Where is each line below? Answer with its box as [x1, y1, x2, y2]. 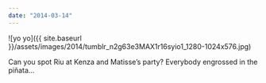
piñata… [8, 65, 35, 75]
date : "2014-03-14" [8, 11, 73, 20]
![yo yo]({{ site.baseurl [8, 33, 82, 43]
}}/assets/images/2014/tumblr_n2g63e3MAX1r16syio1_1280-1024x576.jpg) [8, 41, 252, 51]
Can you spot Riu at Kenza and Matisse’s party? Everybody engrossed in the [8, 57, 258, 66]
